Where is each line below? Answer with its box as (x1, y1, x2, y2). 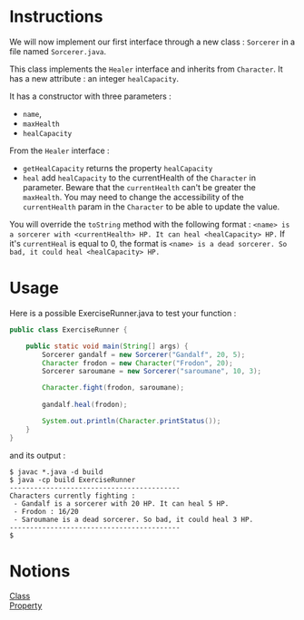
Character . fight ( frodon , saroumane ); (42, 383, 184, 392)
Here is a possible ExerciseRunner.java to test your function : (9, 307, 237, 318)
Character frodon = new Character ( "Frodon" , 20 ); (42, 358, 233, 368)
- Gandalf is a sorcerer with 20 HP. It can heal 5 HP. (13, 499, 230, 509)
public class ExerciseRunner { (9, 325, 128, 334)
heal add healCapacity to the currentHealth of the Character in (22, 172, 257, 183)
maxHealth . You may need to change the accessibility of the (22, 191, 245, 202)
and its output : (9, 450, 66, 460)
